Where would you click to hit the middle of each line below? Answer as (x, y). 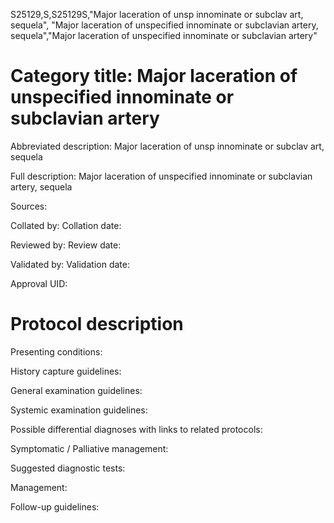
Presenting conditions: (56, 351)
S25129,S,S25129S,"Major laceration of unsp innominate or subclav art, (157, 14)
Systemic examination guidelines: (79, 410)
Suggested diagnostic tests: (68, 468)
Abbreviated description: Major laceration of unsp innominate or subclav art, (167, 146)
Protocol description (97, 324)
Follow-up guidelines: (55, 506)
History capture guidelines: (66, 371)
